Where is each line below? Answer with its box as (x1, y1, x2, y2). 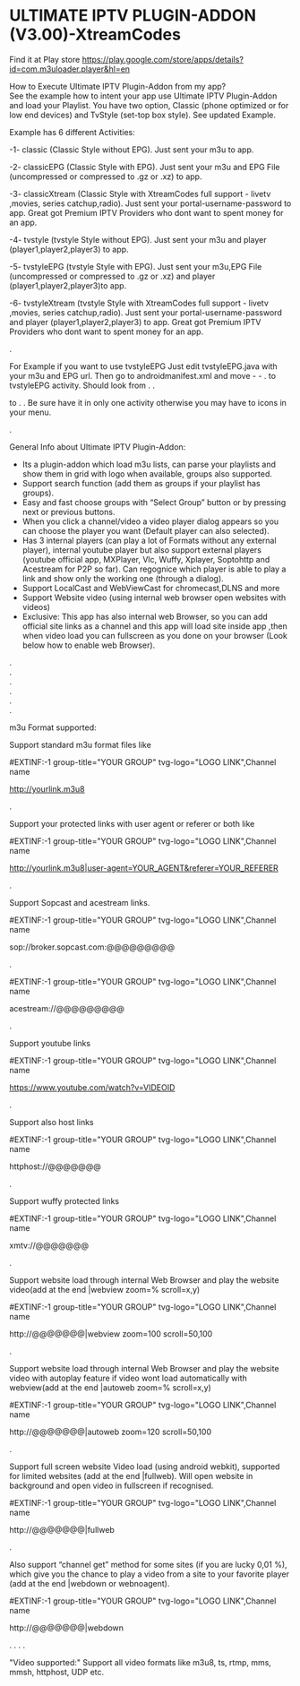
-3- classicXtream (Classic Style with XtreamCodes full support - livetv (9, 188, 271, 199)
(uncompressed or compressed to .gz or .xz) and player (9, 271, 216, 281)
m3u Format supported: (9, 722, 97, 733)
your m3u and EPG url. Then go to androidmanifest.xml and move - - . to (9, 370, 276, 381)
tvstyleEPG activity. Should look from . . (9, 380, 155, 391)
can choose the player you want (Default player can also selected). (21, 525, 270, 536)
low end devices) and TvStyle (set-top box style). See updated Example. (9, 109, 276, 120)
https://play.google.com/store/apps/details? (81, 54, 244, 65)
